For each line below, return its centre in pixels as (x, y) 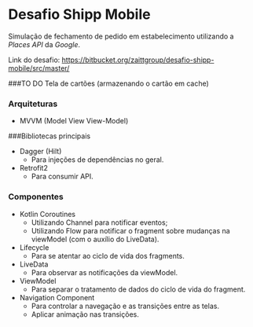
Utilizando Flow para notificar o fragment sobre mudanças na (130, 230)
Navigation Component (57, 297)
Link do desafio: (34, 60)
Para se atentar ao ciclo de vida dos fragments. (108, 255)
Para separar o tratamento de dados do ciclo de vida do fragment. (138, 289)
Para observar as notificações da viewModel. (104, 272)
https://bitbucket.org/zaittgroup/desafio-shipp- (138, 60)
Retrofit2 (34, 168)
